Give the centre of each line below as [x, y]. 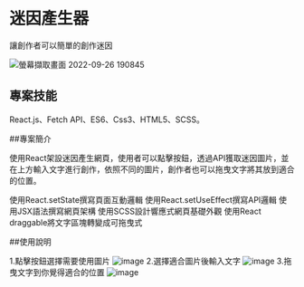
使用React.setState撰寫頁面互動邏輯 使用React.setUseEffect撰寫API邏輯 [143, 199]
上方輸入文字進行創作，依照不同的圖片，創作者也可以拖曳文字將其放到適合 [156, 169]
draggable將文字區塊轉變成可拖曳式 [76, 222]
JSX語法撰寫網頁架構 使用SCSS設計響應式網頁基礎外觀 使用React [139, 211]
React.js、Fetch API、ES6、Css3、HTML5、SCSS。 [107, 120]
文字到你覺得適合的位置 [61, 272]
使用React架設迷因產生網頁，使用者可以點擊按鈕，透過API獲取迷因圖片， [145, 158]
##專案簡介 [30, 139]
